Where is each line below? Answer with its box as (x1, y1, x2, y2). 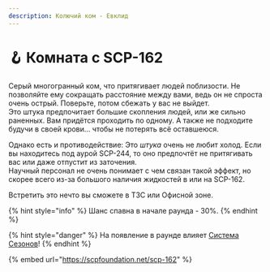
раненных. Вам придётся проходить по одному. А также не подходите (8, 115, 253, 125)
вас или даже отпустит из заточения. (8, 157, 138, 166)
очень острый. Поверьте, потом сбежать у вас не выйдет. (8, 98, 210, 108)
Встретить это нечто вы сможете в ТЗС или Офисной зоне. (8, 190, 213, 200)
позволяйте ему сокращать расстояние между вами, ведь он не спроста (8, 89, 263, 99)
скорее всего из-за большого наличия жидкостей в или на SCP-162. (8, 174, 246, 183)
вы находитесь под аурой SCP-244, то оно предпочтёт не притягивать (8, 148, 253, 158)
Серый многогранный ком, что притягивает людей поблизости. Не (8, 80, 241, 90)
